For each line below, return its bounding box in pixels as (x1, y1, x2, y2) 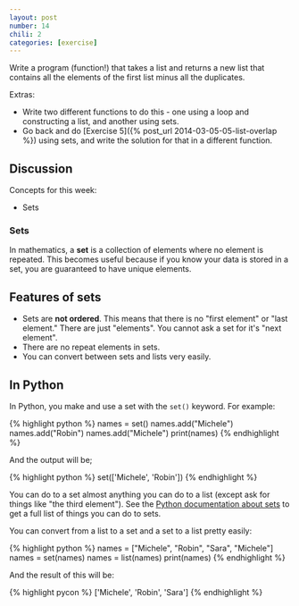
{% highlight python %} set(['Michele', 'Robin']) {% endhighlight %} (9, 471, 258, 483)
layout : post (9, 13, 58, 22)
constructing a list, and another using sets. (21, 116, 179, 127)
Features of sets (9, 290, 102, 305)
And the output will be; (9, 454, 93, 465)
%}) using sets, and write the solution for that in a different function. (21, 135, 273, 146)
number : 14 (9, 21, 50, 30)
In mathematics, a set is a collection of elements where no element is (9, 245, 264, 256)
